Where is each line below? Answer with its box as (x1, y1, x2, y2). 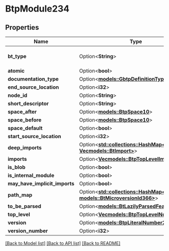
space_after (8, 108, 37, 115)
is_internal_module (8, 172, 54, 179)
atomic (8, 68, 25, 74)
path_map (8, 192, 33, 198)
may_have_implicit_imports (8, 180, 74, 187)
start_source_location (8, 133, 61, 140)
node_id (8, 92, 28, 99)
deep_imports (8, 144, 42, 151)
